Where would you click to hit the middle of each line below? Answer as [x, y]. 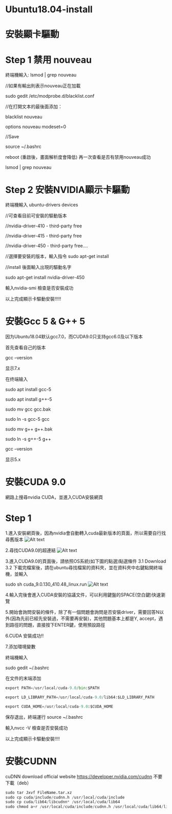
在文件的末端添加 [23, 678]
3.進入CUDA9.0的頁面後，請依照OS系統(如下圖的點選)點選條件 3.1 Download [86, 561]
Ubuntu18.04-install [49, 9]
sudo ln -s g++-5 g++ [28, 439]
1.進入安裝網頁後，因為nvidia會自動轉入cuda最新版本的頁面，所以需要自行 [83, 533]
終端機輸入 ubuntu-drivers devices [42, 205]
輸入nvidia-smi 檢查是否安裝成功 [39, 288]
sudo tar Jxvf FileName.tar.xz [39, 792]
